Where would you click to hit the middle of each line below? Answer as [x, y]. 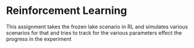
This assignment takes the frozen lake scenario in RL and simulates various [97, 27]
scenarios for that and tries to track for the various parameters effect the [94, 32]
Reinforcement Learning [67, 11]
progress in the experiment [39, 39]
